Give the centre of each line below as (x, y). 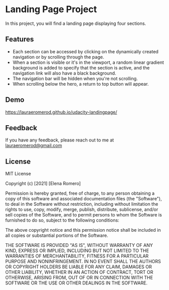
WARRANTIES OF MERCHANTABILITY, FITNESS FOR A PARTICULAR (77, 256)
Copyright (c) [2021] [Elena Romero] (43, 184)
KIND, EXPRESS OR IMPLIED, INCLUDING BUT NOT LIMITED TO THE (77, 251)
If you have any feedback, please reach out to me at (60, 140)
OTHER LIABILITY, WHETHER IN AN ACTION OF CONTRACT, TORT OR (79, 272)
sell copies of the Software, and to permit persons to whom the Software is (84, 215)
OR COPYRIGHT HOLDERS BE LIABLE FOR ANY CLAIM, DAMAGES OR (79, 267)
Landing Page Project (51, 9)
